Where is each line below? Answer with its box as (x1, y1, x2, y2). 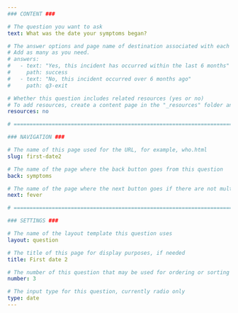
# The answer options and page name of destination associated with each (7, 42, 230, 50)
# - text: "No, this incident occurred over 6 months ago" (7, 75, 192, 82)
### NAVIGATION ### (7, 134, 65, 141)
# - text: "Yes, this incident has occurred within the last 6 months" (7, 62, 230, 69)
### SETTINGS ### (7, 217, 59, 224)
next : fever (7, 192, 42, 199)
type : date (7, 295, 40, 302)
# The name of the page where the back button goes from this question (7, 166, 223, 173)
